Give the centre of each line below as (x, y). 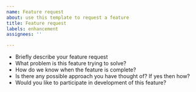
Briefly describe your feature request (61, 57)
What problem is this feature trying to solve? (71, 64)
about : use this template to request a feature (68, 18)
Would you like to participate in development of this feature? (90, 83)
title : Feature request (37, 23)
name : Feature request (35, 12)
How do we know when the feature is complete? (75, 70)
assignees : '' (24, 34)
